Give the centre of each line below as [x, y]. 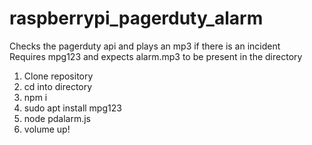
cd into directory [58, 86]
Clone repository [58, 76]
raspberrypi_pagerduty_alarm [136, 18]
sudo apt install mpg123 [72, 108]
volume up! [47, 129]
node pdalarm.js [57, 118]
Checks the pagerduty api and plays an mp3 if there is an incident [145, 46]
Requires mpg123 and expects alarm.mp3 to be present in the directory [156, 56]
